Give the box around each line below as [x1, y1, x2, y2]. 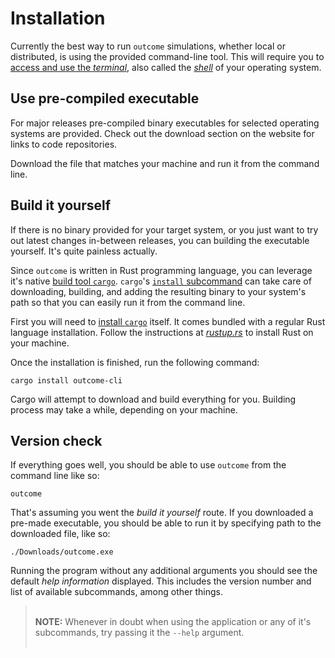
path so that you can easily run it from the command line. [10, 296, 246, 308]
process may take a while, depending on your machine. [10, 403, 238, 416]
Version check [10, 432, 103, 449]
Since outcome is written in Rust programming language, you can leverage [10, 264, 313, 276]
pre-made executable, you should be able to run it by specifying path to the [10, 517, 322, 529]
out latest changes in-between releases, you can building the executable [10, 234, 310, 246]
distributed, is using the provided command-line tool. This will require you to [10, 50, 325, 62]
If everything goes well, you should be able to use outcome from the [10, 459, 287, 471]
